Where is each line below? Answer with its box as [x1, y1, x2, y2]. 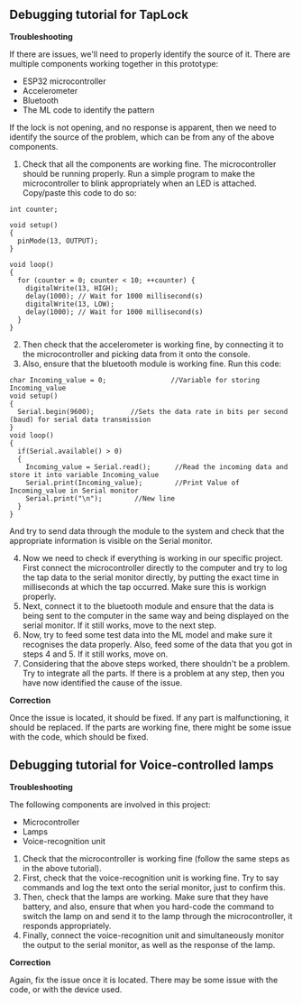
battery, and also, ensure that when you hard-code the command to [22, 901, 275, 912]
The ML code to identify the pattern [22, 104, 155, 115]
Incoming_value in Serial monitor [9, 486, 140, 495]
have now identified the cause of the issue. [22, 677, 183, 688]
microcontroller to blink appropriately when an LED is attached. [22, 178, 257, 189]
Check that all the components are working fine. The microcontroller [22, 158, 277, 170]
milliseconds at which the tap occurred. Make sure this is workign [22, 581, 267, 592]
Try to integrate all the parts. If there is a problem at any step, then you [22, 668, 286, 678]
